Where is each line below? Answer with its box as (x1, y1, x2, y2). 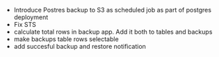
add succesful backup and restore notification (13, 43, 146, 50)
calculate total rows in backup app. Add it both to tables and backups (13, 27, 213, 36)
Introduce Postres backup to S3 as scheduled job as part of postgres (13, 6, 212, 14)
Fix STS (13, 21, 36, 28)
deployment (13, 13, 49, 21)
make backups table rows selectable (13, 35, 120, 43)
